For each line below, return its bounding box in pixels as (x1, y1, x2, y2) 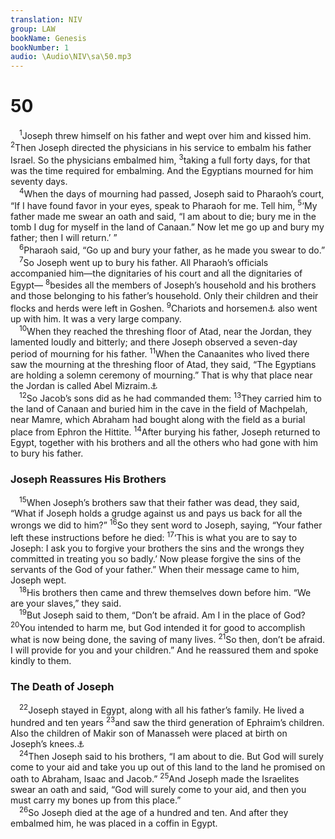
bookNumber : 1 (10, 42, 70, 53)
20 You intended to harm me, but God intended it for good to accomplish (10, 620, 306, 633)
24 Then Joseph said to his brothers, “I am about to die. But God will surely (19, 749, 324, 762)
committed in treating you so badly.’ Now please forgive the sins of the (10, 552, 302, 565)
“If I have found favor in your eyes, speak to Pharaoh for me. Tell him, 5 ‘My (10, 198, 318, 212)
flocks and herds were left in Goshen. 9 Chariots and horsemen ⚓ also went (10, 301, 318, 314)
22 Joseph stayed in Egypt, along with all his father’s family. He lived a (19, 702, 305, 716)
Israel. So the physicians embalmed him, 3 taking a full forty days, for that (10, 152, 311, 166)
